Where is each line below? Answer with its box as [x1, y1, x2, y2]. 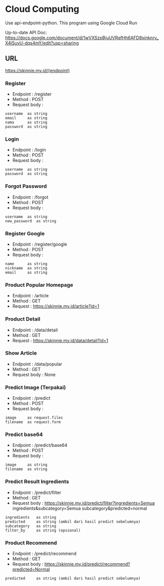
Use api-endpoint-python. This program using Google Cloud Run [5, 20, 137, 26]
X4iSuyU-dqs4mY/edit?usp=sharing [5, 40, 79, 46]
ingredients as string [5, 515, 56, 520]
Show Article [5, 350, 37, 357]
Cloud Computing [5, 3, 79, 15]
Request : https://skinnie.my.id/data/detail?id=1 [12, 337, 109, 343]
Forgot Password [5, 183, 47, 190]
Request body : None [12, 372, 56, 377]
